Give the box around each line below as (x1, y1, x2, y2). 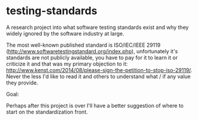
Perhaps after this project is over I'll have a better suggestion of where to (6, 102, 184, 109)
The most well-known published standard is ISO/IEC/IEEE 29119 (6, 41, 161, 48)
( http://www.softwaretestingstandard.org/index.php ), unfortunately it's (6, 47, 178, 54)
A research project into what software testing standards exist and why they (6, 24, 189, 31)
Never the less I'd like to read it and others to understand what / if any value (6, 73, 191, 80)
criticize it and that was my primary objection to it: (6, 60, 128, 67)
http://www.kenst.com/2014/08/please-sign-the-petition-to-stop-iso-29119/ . (6, 66, 193, 73)
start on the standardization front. (6, 108, 88, 115)
